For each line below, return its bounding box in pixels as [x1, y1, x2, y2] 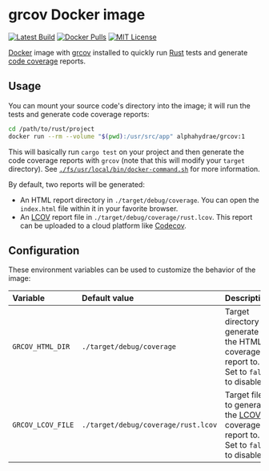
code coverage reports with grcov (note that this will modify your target [8, 155, 246, 165]
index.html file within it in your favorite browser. [19, 203, 179, 213]
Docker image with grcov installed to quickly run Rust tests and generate [8, 47, 248, 57]
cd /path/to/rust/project [8, 124, 94, 133]
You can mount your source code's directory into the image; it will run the [8, 100, 251, 110]
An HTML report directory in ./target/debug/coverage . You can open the [19, 195, 259, 205]
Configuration [8, 243, 80, 258]
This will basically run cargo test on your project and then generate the [8, 147, 244, 156]
